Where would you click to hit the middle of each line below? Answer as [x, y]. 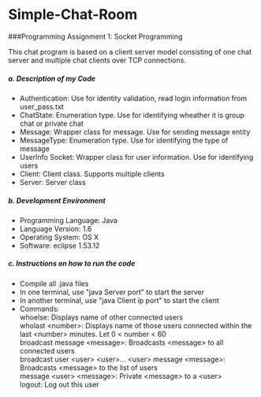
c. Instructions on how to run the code [72, 263]
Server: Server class [53, 182]
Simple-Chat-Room [73, 15]
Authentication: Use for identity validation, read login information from [133, 98]
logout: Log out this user [60, 384]
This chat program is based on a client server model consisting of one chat [130, 51]
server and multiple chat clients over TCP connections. [97, 60]
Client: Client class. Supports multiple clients [92, 174]
